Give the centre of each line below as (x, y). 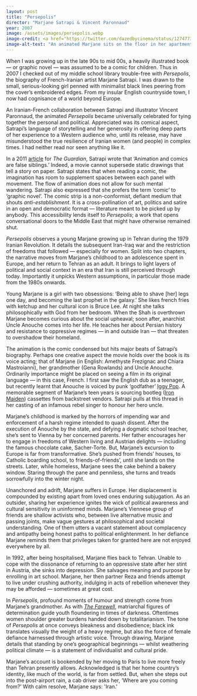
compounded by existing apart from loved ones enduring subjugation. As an (98, 496)
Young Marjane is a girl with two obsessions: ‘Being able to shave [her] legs (97, 294)
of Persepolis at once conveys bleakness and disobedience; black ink (90, 625)
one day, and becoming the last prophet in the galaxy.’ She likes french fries (98, 300)
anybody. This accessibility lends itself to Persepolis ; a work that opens (92, 214)
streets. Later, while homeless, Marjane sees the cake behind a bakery (91, 466)
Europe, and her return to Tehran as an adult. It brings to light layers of (91, 263)
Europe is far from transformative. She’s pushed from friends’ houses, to (93, 453)
